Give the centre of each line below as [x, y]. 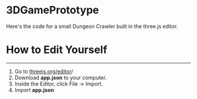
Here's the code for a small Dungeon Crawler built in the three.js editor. [92, 26]
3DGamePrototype [53, 10]
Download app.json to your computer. [61, 77]
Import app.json [34, 90]
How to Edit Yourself [57, 50]
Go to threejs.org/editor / [44, 71]
